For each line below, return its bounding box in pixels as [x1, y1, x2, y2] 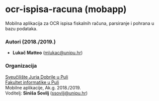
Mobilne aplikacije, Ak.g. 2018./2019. [5, 84, 82, 90]
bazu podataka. [5, 25, 38, 31]
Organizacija [5, 62, 37, 69]
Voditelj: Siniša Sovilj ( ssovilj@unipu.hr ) [5, 90, 88, 96]
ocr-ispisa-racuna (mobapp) [5, 4, 127, 15]
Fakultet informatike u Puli [5, 79, 59, 85]
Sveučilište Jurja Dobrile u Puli [5, 74, 68, 80]
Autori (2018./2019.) [5, 38, 56, 45]
